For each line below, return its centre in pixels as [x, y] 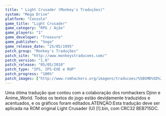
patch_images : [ [22, 78]
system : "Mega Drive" [27, 14]
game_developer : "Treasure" [34, 38]
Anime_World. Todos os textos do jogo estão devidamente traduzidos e [78, 98]
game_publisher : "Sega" [30, 42]
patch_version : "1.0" [27, 60]
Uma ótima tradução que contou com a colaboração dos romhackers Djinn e [83, 92]
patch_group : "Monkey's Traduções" [42, 51]
